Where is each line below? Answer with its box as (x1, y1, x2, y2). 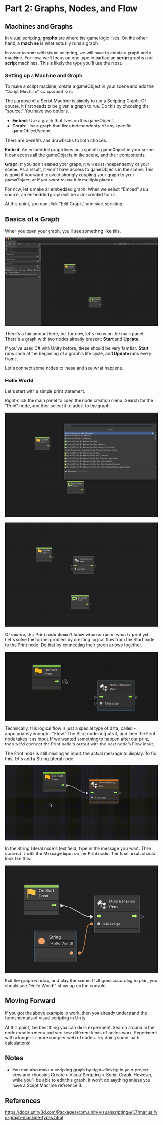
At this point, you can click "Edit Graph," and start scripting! (5, 201, 124, 207)
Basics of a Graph (5, 215, 60, 223)
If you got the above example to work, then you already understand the (5, 1010, 147, 1016)
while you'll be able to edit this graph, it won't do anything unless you (12, 1077, 151, 1083)
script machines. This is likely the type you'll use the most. (5, 60, 123, 66)
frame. (5, 356, 18, 362)
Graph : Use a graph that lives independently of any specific (12, 123, 132, 129)
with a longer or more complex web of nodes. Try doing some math (5, 1034, 140, 1040)
